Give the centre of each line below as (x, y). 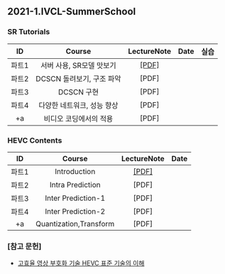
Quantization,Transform (75, 224)
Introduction (75, 171)
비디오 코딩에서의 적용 (78, 119)
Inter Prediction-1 (75, 198)
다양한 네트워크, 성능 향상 (78, 105)
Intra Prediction (75, 185)
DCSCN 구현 (78, 92)
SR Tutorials (29, 32)
